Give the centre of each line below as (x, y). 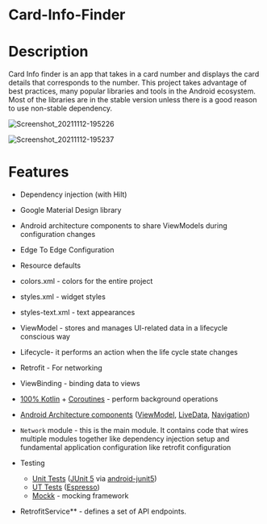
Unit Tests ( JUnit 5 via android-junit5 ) (94, 479)
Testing (33, 463)
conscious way (45, 337)
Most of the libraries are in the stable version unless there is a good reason (133, 100)
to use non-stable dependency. (60, 108)
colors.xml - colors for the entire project (86, 281)
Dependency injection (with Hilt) (73, 194)
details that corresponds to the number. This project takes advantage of (128, 83)
